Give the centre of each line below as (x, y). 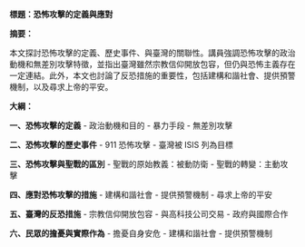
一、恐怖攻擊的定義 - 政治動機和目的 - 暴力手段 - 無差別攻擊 (121, 125)
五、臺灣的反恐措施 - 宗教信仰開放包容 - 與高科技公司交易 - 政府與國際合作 (149, 214)
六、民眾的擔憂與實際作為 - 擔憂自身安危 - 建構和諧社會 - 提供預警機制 (141, 233)
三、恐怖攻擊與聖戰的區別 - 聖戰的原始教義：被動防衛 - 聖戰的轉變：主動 (145, 164)
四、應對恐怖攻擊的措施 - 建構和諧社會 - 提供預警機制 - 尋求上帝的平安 (141, 195)
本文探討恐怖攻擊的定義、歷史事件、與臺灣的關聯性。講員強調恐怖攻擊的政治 (152, 53)
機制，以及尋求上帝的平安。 (61, 87)
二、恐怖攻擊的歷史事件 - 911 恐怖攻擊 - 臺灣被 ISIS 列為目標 (121, 145)
